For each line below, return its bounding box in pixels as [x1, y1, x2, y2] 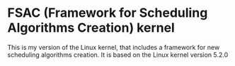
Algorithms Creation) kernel [7, 20, 175, 36]
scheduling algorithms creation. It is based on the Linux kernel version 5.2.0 [7, 51, 229, 59]
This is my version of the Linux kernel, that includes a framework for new [7, 43, 220, 51]
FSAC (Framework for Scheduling [7, 5, 208, 21]
